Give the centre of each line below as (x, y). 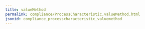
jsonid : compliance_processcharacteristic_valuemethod (64, 19)
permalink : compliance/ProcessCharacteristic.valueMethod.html (73, 14)
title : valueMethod (26, 10)
